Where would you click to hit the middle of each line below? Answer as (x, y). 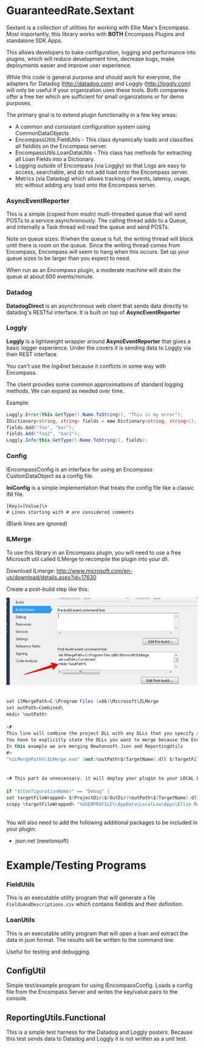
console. (17, 999)
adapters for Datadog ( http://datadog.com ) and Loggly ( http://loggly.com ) (99, 84)
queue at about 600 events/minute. (50, 277)
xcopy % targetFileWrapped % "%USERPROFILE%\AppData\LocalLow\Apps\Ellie (99, 804)
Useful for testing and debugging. (49, 952)
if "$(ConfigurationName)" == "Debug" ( (58, 791)
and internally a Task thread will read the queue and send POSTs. (88, 227)
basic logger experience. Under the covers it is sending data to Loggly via (99, 348)
